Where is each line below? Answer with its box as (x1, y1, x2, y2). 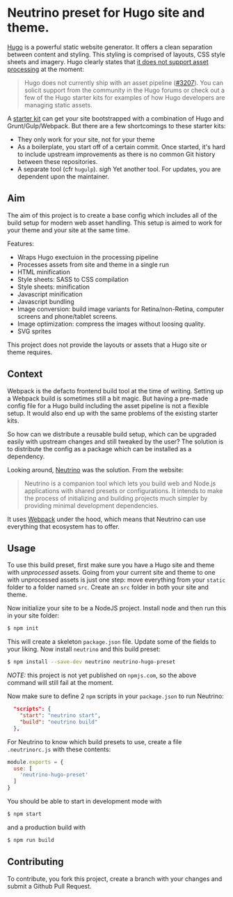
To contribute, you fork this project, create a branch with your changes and (7, 874, 223, 883)
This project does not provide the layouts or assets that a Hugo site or (7, 340, 207, 349)
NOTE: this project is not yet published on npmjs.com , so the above (7, 671, 197, 679)
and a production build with (7, 823, 86, 831)
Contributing (7, 856, 64, 868)
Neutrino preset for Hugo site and (7, 5, 205, 21)
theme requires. (7, 347, 53, 356)
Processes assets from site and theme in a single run (17, 260, 169, 269)
